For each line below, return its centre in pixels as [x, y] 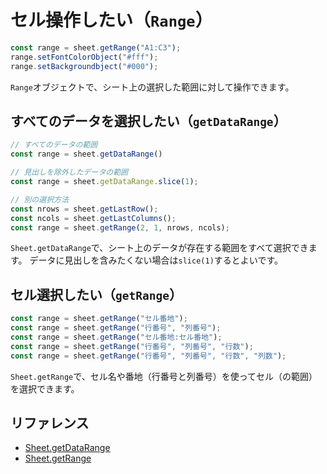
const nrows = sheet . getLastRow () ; [84, 209]
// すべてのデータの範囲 [54, 145]
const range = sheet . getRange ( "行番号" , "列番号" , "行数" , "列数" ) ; [148, 356]
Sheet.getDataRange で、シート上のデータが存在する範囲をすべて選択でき [159, 248]
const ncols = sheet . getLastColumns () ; [93, 218]
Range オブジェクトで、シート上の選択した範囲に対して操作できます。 [152, 87]
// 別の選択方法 [39, 199]
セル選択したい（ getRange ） [96, 294]
